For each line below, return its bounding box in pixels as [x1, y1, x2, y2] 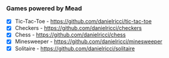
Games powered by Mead [6, 4, 82, 13]
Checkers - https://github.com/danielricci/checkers [14, 25, 142, 32]
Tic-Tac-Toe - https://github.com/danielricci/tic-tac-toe [14, 18, 152, 25]
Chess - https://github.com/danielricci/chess [14, 31, 126, 38]
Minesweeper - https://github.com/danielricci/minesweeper [14, 38, 163, 45]
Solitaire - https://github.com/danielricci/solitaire [14, 45, 135, 52]
